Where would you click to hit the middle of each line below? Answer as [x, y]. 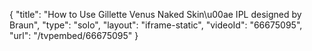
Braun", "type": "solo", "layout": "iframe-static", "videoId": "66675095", [156, 25]
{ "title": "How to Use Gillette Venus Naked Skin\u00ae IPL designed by [155, 14]
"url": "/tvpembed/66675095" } [74, 35]
